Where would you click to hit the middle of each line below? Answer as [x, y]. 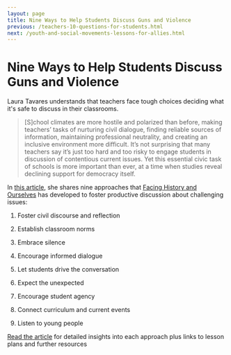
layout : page [26, 14]
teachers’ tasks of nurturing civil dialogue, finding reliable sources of [123, 130]
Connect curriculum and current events [74, 310]
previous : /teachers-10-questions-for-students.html [85, 26]
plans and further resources [47, 344]
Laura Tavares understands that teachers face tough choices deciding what [115, 101]
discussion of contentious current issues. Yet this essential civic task [123, 159]
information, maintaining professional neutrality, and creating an [115, 137]
